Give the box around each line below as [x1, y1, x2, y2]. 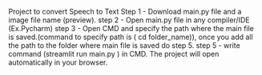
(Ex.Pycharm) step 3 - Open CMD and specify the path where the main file [8, 24, 255, 33]
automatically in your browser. [8, 57, 108, 67]
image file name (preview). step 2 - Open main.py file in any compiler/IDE [8, 15, 250, 25]
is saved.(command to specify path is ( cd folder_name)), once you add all [8, 32, 254, 41]
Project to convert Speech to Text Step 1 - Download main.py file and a [8, 7, 242, 16]
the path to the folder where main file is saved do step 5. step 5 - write [8, 41, 240, 50]
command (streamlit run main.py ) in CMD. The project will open [8, 49, 220, 58]
